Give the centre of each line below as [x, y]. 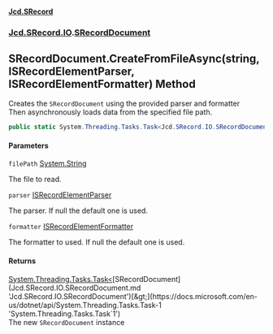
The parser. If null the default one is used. [78, 210]
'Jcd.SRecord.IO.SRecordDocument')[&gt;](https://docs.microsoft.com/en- [133, 296]
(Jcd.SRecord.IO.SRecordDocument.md [75, 288]
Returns [22, 261]
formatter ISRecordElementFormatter [71, 227]
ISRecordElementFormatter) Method [102, 84]
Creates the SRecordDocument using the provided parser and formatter [124, 104]
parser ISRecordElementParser [60, 195]
